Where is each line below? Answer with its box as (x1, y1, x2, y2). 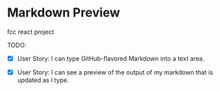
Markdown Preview (7, 5, 121, 21)
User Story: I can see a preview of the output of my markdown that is (17, 68, 214, 77)
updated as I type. (17, 76, 69, 84)
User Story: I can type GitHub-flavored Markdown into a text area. (17, 54, 205, 63)
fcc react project (7, 28, 54, 36)
